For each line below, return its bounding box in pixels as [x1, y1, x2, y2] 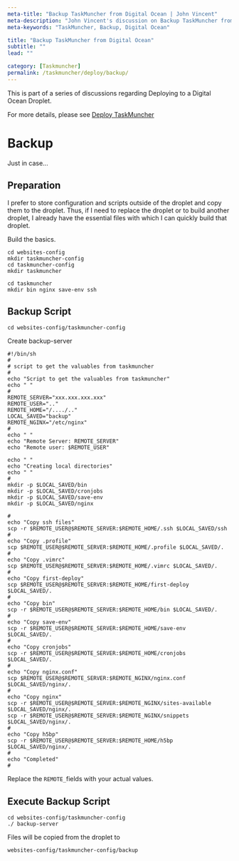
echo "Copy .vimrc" [7, 557, 65, 564]
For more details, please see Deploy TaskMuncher [7, 110, 154, 118]
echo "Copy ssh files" [7, 519, 75, 526]
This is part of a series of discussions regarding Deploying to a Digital [7, 88, 211, 97]
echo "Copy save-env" [7, 619, 72, 626]
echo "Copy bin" [7, 600, 55, 607]
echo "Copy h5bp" [7, 731, 59, 738]
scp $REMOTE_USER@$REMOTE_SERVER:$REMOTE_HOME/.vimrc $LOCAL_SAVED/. [7, 562, 218, 570]
